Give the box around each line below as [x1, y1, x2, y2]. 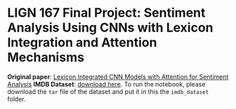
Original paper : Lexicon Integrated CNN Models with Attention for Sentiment [7, 72, 229, 81]
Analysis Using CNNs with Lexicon [7, 20, 214, 36]
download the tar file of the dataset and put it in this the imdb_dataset [7, 87, 209, 96]
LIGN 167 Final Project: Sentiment [7, 5, 206, 21]
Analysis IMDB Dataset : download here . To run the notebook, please [7, 80, 206, 88]
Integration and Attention [7, 35, 157, 50]
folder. [7, 94, 26, 103]
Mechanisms [7, 50, 84, 66]
